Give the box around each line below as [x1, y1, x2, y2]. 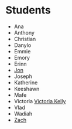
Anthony [13, 29, 35, 36]
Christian [13, 35, 36, 42]
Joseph [13, 73, 33, 80]
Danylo [13, 42, 32, 49]
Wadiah [13, 110, 33, 117]
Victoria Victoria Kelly [13, 97, 66, 104]
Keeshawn [13, 85, 40, 92]
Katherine [13, 79, 38, 86]
